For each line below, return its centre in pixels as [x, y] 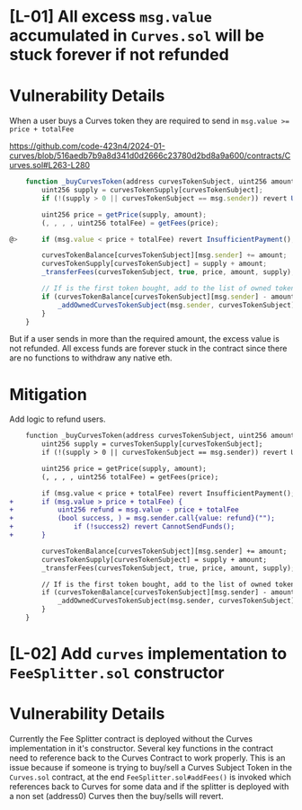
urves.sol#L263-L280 [50, 165]
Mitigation [48, 394]
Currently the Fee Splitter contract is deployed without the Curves [131, 739]
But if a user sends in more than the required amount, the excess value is [145, 339]
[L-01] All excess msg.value [111, 17]
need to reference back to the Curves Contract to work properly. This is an [147, 758]
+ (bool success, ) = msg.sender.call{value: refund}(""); [142, 519]
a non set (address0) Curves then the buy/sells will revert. [116, 797]
